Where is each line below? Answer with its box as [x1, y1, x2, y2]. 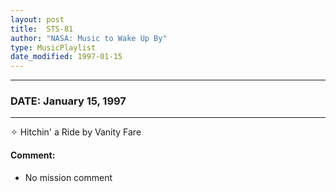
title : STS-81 [10, 24, 74, 34]
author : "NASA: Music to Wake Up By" [10, 33, 168, 43]
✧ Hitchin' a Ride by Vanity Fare [10, 126, 142, 138]
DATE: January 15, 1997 [10, 94, 127, 108]
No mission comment [24, 171, 113, 183]
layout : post [10, 14, 65, 25]
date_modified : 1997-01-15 [10, 52, 123, 62]
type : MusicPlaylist [10, 42, 97, 53]
